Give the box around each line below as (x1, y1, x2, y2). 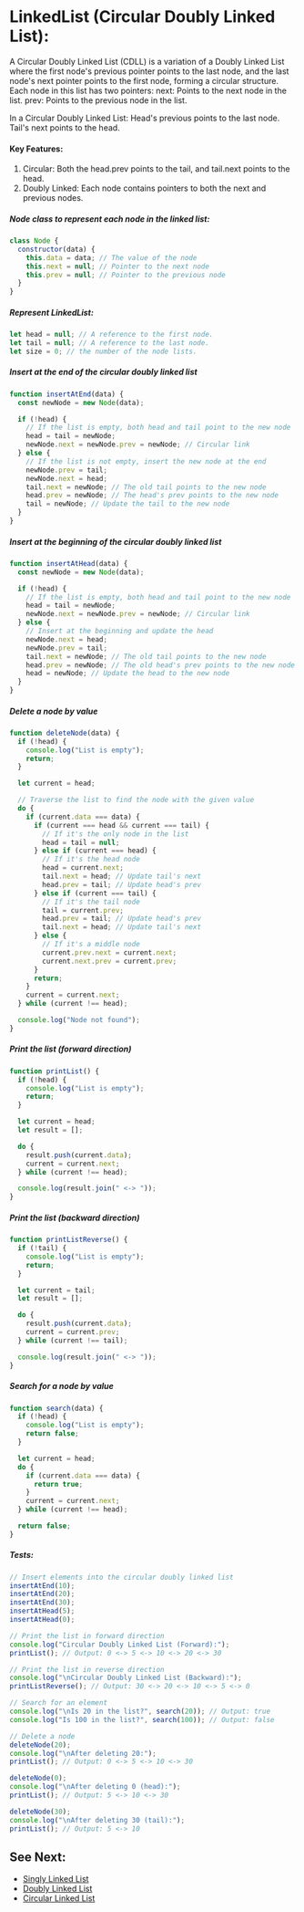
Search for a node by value (9, 1381, 114, 1392)
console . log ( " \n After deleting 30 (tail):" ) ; (9, 1815, 185, 1824)
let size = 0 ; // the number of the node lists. (9, 347, 198, 356)
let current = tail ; (17, 1285, 96, 1295)
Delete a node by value (9, 705, 98, 716)
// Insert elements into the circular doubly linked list (9, 1572, 234, 1582)
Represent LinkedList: (9, 307, 94, 318)
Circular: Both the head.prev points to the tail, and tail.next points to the (22, 163, 290, 174)
